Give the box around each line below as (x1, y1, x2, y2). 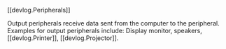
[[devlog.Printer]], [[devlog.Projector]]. (7, 34, 119, 42)
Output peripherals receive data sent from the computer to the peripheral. (7, 19, 220, 27)
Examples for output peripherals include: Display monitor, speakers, (7, 27, 203, 35)
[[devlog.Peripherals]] (7, 6, 71, 14)
